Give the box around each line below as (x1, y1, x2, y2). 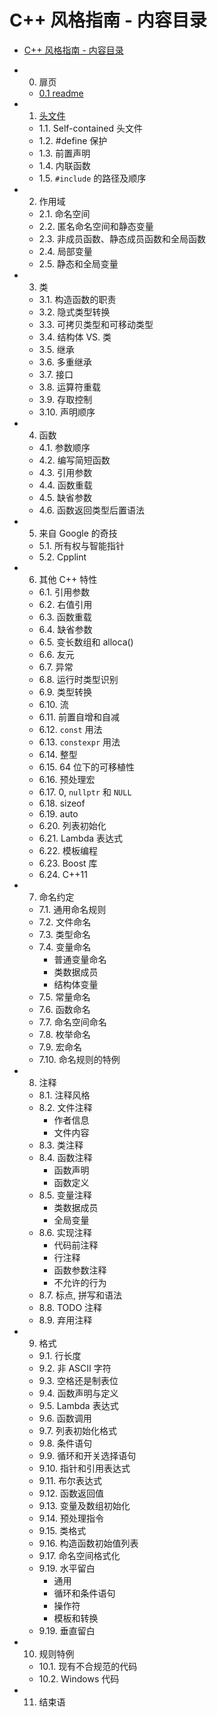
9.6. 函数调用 (38, 1412, 92, 1424)
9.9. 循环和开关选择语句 (38, 1449, 137, 1461)
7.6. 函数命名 (38, 1003, 91, 1015)
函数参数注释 (53, 1264, 107, 1276)
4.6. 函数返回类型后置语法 (38, 504, 146, 516)
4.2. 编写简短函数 (38, 454, 111, 466)
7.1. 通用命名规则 (38, 903, 107, 915)
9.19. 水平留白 (38, 1562, 96, 1574)
